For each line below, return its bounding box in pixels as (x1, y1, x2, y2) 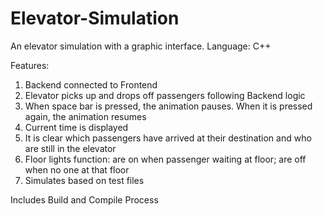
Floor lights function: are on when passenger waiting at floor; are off (24, 153, 307, 165)
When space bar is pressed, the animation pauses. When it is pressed (24, 100, 313, 112)
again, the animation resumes (24, 110, 147, 122)
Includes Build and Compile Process (10, 193, 159, 206)
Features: (10, 59, 50, 71)
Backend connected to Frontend (24, 78, 158, 91)
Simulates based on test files (24, 174, 145, 186)
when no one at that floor (24, 163, 130, 176)
